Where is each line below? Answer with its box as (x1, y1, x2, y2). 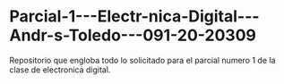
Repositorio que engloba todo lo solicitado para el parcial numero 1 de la (9, 55, 276, 65)
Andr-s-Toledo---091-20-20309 (9, 25, 257, 46)
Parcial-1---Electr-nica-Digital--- (9, 6, 260, 27)
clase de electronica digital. (9, 64, 111, 75)
